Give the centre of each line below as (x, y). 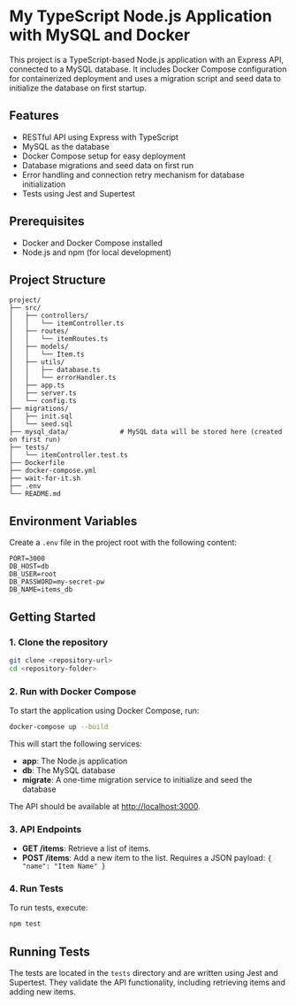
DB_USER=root (33, 574)
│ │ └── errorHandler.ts (63, 378)
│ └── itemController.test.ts (68, 455)
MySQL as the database (66, 146)
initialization (44, 184)
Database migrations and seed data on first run (108, 165)
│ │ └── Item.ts (47, 355)
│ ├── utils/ (37, 362)
